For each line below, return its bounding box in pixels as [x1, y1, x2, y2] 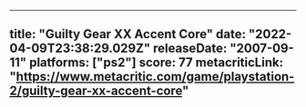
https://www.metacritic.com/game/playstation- [15, 69, 295, 84]
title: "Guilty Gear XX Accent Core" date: [9, 26, 247, 42]
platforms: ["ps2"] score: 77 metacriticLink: [28, 55, 284, 71]
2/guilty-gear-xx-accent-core [9, 83, 183, 99]
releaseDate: [153, 41, 228, 56]
